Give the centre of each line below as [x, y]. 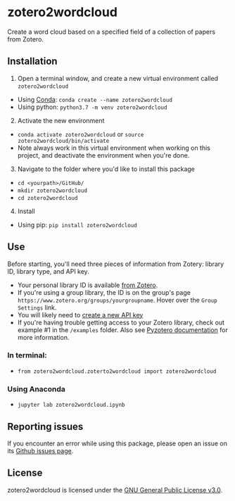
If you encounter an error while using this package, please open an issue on [117, 443]
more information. [43, 337]
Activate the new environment [61, 120]
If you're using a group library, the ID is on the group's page [104, 292]
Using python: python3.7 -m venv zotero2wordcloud [92, 107]
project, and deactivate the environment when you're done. [103, 155]
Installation [32, 62]
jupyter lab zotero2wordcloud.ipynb [71, 405]
